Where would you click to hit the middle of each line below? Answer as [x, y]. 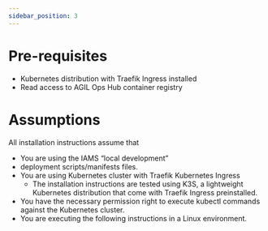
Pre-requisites [58, 56]
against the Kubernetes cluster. [72, 210]
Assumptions [54, 120]
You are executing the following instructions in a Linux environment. [134, 218]
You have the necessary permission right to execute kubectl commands [140, 201]
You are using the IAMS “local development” [94, 158]
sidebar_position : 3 [43, 16]
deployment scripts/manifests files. [79, 166]
